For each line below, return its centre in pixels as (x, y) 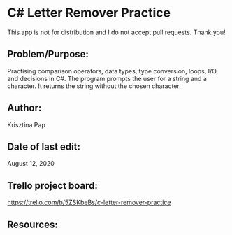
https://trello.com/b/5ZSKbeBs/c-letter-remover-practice (89, 202)
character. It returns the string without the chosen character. (94, 86)
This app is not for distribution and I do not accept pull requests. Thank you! (116, 32)
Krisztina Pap (26, 124)
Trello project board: (52, 186)
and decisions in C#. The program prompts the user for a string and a (107, 78)
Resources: (32, 224)
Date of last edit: (44, 147)
